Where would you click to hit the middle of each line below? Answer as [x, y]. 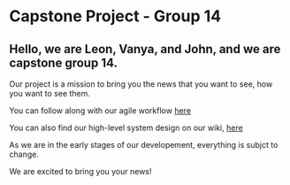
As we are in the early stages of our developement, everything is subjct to [144, 145]
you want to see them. [50, 93]
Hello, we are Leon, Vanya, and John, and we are [145, 49]
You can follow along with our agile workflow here [100, 111]
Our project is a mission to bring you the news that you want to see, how [141, 84]
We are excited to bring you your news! [80, 171]
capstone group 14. [63, 62]
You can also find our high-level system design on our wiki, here [126, 127]
